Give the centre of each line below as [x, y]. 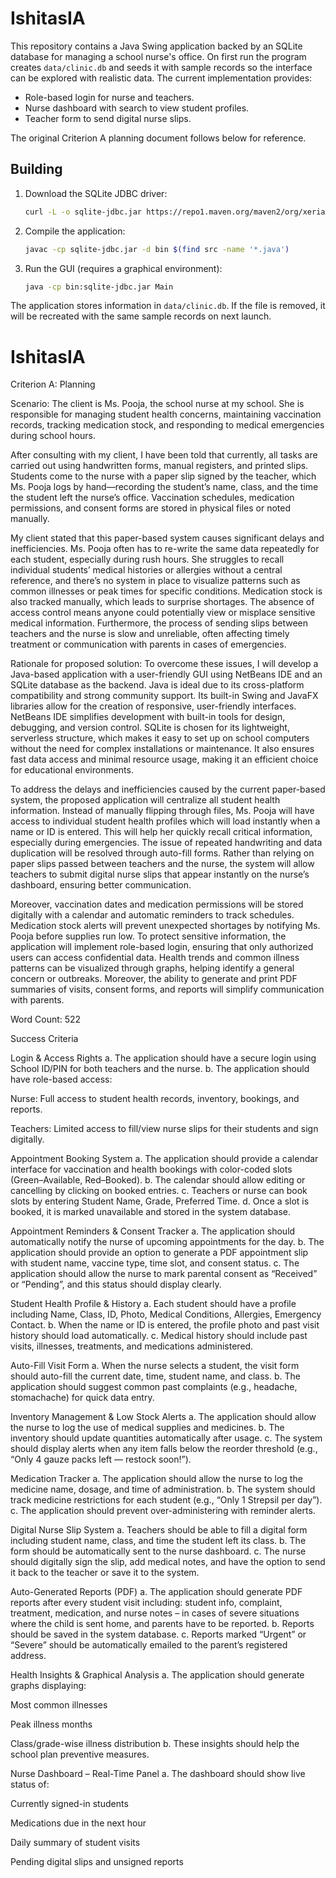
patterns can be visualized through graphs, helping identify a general [152, 968]
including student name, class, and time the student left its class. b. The [158, 1541]
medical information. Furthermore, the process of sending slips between [159, 623]
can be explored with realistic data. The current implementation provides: [161, 78]
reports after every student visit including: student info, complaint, [146, 1603]
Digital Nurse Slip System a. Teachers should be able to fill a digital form [159, 1530]
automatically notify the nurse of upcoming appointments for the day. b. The [167, 1242]
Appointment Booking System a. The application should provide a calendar [164, 1159]
